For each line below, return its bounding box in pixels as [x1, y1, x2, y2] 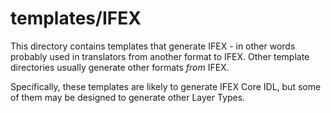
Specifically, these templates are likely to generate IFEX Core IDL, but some [10, 80, 322, 92]
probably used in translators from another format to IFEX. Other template [10, 50, 310, 62]
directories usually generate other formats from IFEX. [10, 61, 230, 73]
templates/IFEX [10, 7, 142, 30]
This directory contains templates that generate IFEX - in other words [10, 40, 296, 52]
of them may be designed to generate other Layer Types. [10, 91, 246, 103]
